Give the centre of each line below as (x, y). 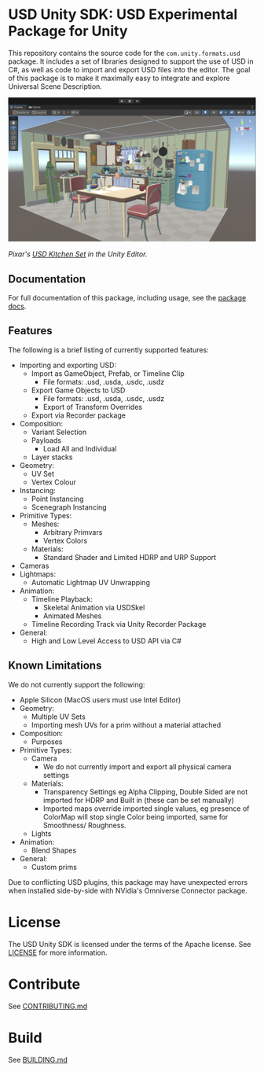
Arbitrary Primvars (73, 532)
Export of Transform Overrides (93, 407)
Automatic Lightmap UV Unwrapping (91, 582)
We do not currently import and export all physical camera (137, 766)
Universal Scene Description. (55, 86)
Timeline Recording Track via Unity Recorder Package (119, 624)
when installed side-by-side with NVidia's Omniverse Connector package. (128, 890)
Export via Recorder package (78, 415)
